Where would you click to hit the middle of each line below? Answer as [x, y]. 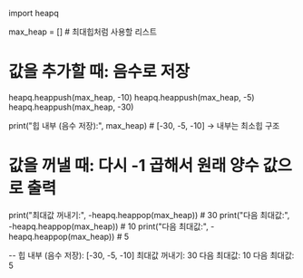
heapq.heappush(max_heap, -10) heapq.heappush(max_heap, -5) [132, 97]
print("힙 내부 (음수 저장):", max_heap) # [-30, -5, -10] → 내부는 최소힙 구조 [144, 125]
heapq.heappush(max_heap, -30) [71, 107]
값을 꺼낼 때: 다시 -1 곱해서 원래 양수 [134, 166]
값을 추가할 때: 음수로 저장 [99, 72]
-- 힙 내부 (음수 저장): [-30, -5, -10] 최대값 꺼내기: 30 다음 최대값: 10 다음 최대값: [151, 255]
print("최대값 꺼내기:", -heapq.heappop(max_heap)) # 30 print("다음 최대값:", [149, 215]
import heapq [34, 13]
